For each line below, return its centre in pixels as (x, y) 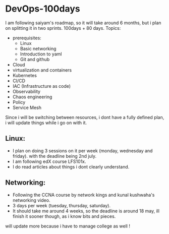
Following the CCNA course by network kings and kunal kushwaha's (83, 195)
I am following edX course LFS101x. (49, 161)
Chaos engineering (32, 97)
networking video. (31, 200)
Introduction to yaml (41, 54)
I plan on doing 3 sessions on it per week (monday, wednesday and (82, 151)
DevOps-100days (43, 9)
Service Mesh (27, 107)
